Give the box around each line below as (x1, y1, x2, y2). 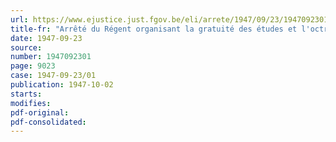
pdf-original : (10, 107, 70, 118)
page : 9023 (10, 61, 56, 71)
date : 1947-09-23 (10, 33, 83, 43)
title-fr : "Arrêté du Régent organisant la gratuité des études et (10, 24, 298, 34)
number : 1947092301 (10, 52, 92, 62)
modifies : (10, 98, 52, 108)
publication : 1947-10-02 (10, 80, 114, 90)
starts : (10, 89, 43, 99)
